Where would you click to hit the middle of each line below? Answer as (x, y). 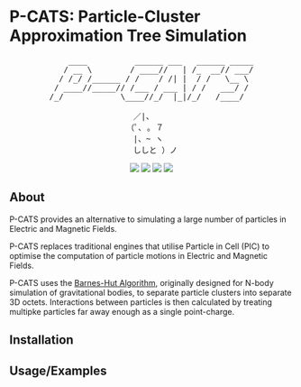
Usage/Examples (58, 370)
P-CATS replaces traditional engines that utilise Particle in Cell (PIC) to (140, 246)
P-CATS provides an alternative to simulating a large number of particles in (148, 219)
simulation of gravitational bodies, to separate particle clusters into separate (150, 292)
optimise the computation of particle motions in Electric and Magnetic (139, 255)
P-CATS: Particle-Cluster (105, 17)
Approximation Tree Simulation (128, 36)
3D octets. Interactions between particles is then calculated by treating (141, 302)
